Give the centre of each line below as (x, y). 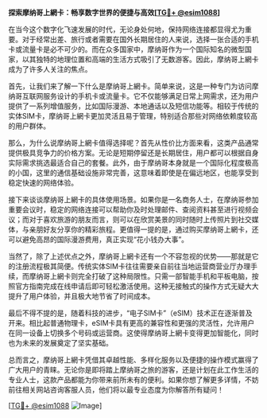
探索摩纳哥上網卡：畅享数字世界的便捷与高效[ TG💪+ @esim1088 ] (114, 12)
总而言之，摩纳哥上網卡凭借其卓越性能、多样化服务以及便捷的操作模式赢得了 (133, 360)
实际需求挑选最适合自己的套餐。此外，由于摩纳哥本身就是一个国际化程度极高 (133, 163)
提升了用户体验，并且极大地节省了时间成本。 (81, 296)
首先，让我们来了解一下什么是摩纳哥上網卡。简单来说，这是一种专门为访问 (130, 86)
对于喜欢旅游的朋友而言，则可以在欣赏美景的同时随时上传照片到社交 (140, 219)
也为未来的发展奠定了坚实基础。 (60, 343)
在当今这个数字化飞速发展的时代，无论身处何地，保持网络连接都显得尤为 (126, 29)
